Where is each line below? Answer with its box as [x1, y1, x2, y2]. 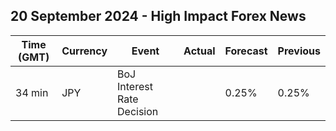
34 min [15, 85, 49, 99]
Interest [117, 79, 153, 93]
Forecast [224, 44, 268, 58]
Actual [183, 44, 216, 58]
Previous [277, 44, 321, 58]
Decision [117, 104, 159, 118]
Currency [61, 44, 108, 58]
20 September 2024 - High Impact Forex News [10, 8, 307, 25]
